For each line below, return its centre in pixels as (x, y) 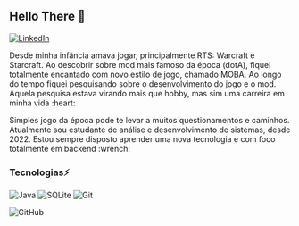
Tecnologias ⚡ (39, 172)
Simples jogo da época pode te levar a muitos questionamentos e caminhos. (149, 120)
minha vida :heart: (42, 103)
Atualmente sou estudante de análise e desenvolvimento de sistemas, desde (150, 130)
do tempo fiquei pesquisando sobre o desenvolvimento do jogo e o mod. (143, 84)
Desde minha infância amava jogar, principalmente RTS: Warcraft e (132, 55)
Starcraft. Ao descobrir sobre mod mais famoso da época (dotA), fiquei (140, 64)
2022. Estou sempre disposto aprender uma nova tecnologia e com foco (142, 138)
